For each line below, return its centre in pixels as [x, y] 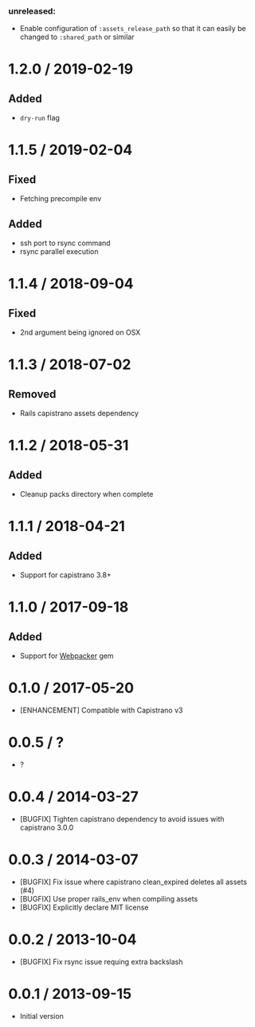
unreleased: [32, 11]
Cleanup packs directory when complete [86, 494]
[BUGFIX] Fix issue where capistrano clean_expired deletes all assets [133, 882]
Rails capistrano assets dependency [79, 414]
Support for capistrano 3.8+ [65, 575]
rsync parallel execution [59, 252]
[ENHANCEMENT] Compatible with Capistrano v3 [101, 710]
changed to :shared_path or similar [77, 37]
